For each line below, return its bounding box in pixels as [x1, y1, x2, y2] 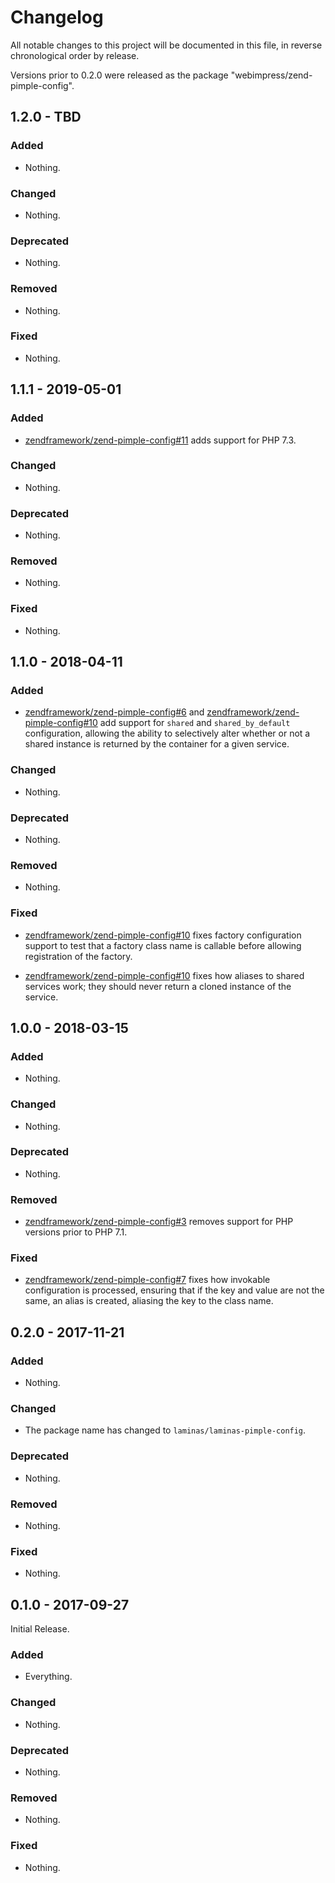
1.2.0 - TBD [10, 109, 82, 126]
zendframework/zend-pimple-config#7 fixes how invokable [24, 1274, 271, 1286]
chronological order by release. [10, 49, 140, 61]
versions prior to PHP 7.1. [24, 1226, 128, 1238]
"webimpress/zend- [230, 69, 313, 81]
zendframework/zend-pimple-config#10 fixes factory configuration [24, 929, 302, 941]
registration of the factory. [24, 950, 133, 962]
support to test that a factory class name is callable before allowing [24, 939, 302, 951]
